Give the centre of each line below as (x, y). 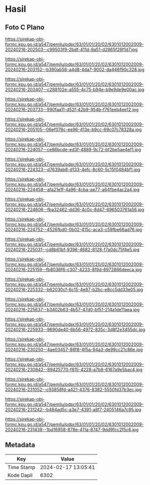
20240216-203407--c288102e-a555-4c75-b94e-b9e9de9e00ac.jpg (75, 89)
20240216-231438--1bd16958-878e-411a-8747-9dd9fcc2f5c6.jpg (72, 430)
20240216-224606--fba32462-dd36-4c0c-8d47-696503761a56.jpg (75, 210)
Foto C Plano (25, 27)
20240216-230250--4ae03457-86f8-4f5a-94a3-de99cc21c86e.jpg (74, 350)
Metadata (20, 445)
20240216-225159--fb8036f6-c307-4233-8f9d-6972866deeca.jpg (74, 270)
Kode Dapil (20, 475)
